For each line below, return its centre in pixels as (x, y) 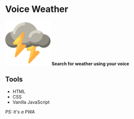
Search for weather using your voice (90, 63)
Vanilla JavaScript (31, 102)
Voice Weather (37, 9)
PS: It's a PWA (20, 111)
